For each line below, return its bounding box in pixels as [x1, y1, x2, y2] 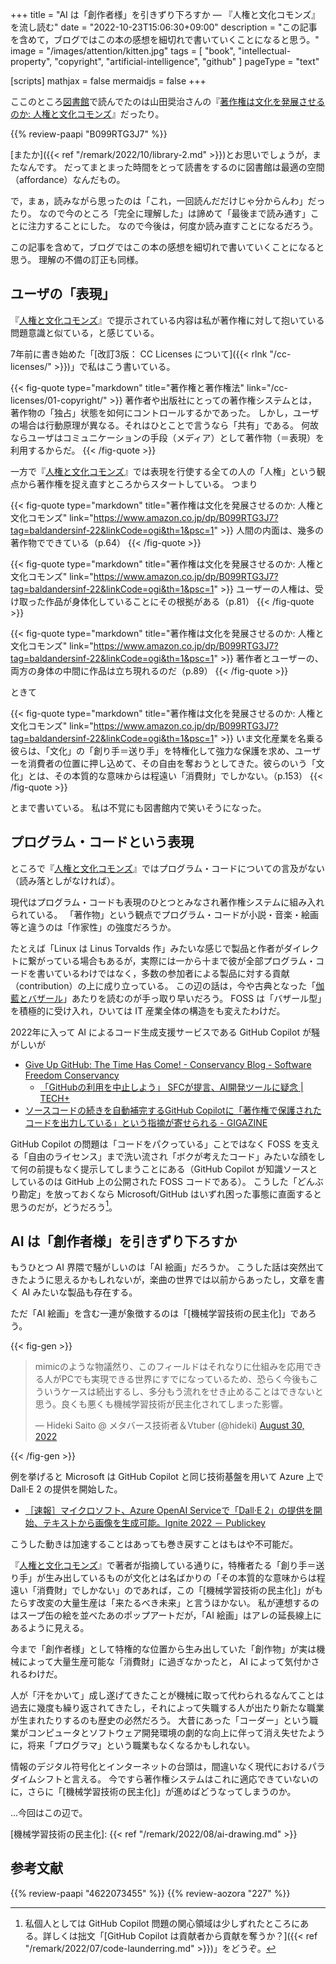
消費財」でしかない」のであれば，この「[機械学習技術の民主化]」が [36, 1584, 315, 1597]
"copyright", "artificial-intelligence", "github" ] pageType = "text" [54, 56, 320, 67]
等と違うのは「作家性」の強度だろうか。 [10, 921, 177, 933]
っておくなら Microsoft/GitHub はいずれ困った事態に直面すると [62, 1188, 323, 1200]
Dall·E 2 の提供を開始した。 [10, 1483, 123, 1495]
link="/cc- [246, 381, 288, 393]
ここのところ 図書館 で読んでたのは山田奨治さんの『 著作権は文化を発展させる [10, 96, 326, 107]
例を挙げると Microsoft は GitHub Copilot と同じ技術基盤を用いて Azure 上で [10, 1471, 325, 1483]
